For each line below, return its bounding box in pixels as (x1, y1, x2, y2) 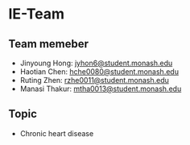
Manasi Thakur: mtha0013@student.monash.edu (19, 84, 182, 93)
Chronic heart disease (19, 128, 94, 138)
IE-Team (8, 5, 65, 23)
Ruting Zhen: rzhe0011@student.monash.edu (19, 76, 169, 85)
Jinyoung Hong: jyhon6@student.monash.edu (19, 58, 173, 68)
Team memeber (8, 37, 89, 51)
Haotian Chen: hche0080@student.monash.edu (19, 67, 180, 77)
